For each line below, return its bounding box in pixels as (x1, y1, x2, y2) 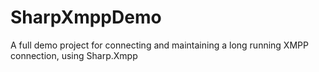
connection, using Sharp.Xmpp (10, 49, 138, 61)
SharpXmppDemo (10, 6, 162, 29)
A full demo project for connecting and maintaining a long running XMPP (10, 39, 309, 51)
